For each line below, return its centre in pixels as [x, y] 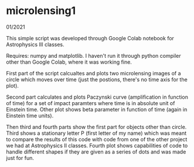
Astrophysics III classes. [35, 44]
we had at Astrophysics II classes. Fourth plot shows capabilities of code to [97, 145]
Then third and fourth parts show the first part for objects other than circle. [96, 127]
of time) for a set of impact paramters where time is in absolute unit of [91, 103]
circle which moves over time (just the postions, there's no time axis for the [97, 79]
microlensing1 [41, 11]
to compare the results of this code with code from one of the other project [97, 139]
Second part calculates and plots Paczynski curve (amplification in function [97, 97]
